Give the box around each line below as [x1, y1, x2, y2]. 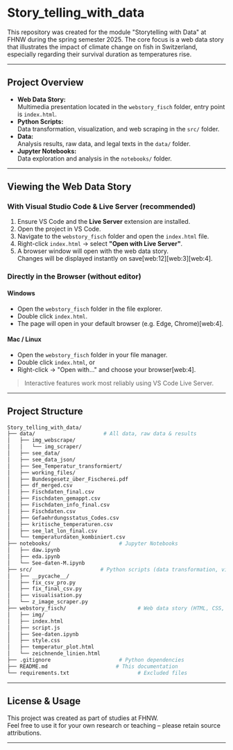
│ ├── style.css [7, 637, 60, 644]
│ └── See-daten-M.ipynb [7, 560, 85, 566]
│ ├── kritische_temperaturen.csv [7, 521, 113, 528]
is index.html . [17, 110, 58, 118]
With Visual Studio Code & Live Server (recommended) [7, 202, 196, 211]
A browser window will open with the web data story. [17, 247, 169, 255]
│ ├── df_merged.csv [7, 482, 73, 489]
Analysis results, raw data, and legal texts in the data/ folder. [17, 139, 191, 147]
